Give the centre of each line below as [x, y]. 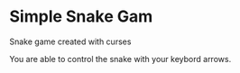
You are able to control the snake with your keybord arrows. [120, 59]
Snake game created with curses [70, 41]
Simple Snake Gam [81, 17]
